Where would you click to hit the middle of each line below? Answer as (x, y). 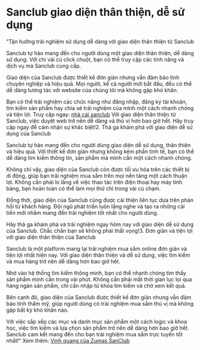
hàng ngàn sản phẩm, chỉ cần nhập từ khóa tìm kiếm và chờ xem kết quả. (96, 285)
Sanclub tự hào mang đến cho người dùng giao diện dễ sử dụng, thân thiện (99, 145)
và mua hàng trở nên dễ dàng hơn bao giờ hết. (63, 261)
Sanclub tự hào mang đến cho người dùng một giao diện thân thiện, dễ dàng (100, 53)
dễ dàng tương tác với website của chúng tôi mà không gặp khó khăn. (92, 90)
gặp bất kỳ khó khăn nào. (37, 310)
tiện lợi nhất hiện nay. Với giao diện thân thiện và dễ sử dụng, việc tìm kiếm (98, 255)
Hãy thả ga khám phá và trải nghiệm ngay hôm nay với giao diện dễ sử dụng (100, 224)
